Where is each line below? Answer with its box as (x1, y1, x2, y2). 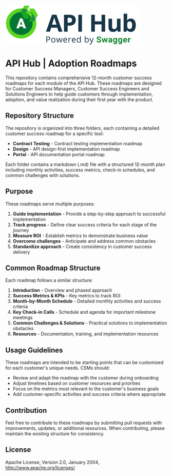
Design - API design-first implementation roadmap (12, 146, 120, 152)
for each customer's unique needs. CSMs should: (5, 365, 110, 371)
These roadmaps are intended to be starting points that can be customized (5, 359, 164, 366)
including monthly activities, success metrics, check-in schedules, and (5, 166, 155, 173)
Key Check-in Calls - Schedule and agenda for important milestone (12, 309, 156, 315)
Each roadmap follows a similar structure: (5, 277, 93, 283)
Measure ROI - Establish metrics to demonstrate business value (12, 232, 148, 239)
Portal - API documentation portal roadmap (12, 151, 105, 157)
